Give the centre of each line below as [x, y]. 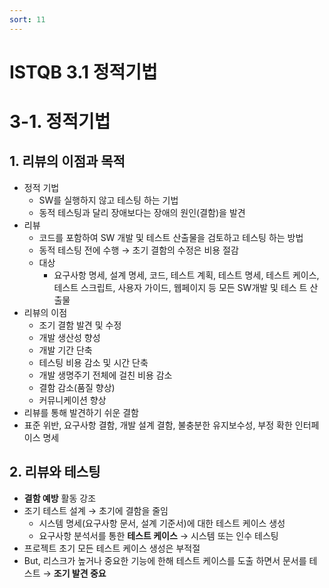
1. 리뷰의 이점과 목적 [67, 161]
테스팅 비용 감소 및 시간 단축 [93, 362]
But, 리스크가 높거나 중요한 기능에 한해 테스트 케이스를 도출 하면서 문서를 [165, 560]
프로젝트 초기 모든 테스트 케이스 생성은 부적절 [112, 548]
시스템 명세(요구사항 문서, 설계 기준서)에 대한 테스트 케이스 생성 [162, 523]
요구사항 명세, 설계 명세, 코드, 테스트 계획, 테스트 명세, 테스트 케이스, [186, 275]
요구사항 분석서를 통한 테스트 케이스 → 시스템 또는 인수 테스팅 [158, 535]
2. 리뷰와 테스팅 [55, 472]
